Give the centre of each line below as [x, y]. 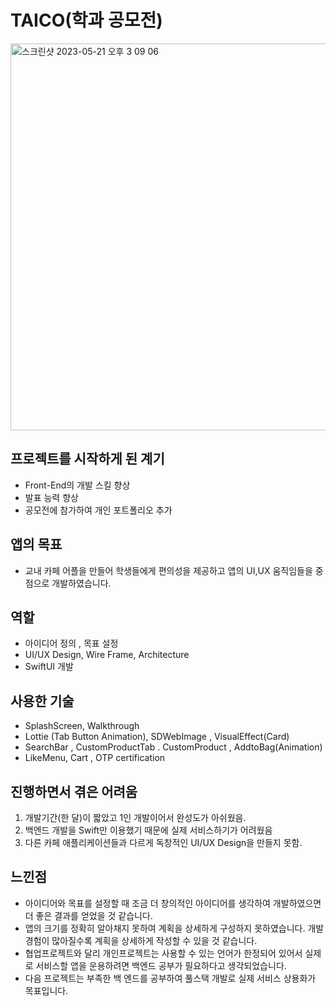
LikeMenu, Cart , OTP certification [95, 758]
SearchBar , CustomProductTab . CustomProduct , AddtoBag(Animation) [173, 747]
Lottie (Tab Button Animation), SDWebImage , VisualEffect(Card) [157, 737]
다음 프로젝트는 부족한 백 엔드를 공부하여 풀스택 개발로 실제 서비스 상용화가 [170, 978]
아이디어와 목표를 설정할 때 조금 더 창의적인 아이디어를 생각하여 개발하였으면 [173, 903]
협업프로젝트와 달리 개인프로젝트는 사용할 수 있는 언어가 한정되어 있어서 [163, 953]
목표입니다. [46, 990]
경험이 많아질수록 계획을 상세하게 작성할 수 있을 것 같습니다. [141, 940]
